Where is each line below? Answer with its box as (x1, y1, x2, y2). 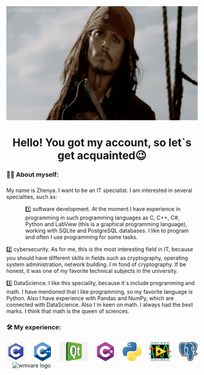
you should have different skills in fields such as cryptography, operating (6, 255, 188, 262)
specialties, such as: (6, 193, 58, 201)
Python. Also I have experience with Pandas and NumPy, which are (6, 295, 174, 302)
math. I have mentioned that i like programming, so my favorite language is (6, 288, 193, 295)
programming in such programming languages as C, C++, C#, (25, 214, 180, 221)
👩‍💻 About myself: (6, 170, 59, 179)
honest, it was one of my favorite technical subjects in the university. (6, 267, 178, 275)
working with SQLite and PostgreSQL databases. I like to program (25, 227, 189, 235)
